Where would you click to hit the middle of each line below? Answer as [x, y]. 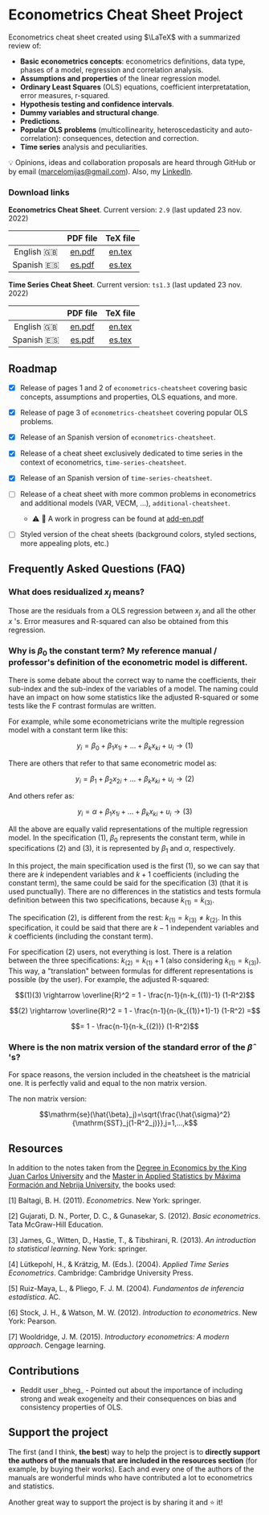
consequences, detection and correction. [130, 138]
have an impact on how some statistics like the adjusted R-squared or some [134, 697]
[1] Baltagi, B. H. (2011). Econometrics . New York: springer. [105, 1200]
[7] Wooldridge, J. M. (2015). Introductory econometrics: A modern [119, 1337]
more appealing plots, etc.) [65, 543]
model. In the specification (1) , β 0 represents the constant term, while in [127, 839]
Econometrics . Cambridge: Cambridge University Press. [101, 1273]
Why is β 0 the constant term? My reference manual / [113, 652]
